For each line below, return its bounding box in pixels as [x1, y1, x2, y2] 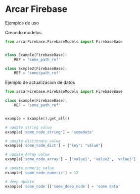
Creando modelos [5, 29, 42, 35]
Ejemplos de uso [5, 20, 39, 26]
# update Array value [5, 152, 50, 157]
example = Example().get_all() [5, 116, 70, 121]
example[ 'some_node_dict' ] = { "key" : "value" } [5, 143, 103, 148]
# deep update [5, 179, 35, 184]
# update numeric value [5, 166, 54, 171]
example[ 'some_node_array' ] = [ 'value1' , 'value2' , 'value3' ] [5, 157, 136, 162]
